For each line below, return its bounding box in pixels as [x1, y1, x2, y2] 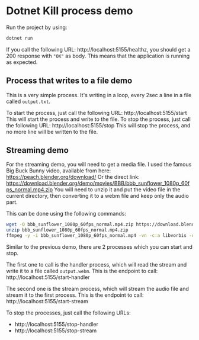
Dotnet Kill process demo [6, 4, 133, 18]
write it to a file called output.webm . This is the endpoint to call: [6, 268, 158, 275]
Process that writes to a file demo [6, 76, 133, 86]
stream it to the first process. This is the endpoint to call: [6, 291, 144, 299]
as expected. [6, 58, 38, 66]
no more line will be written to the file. [6, 128, 98, 135]
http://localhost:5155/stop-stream [14, 327, 97, 334]
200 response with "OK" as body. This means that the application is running [6, 52, 190, 59]
